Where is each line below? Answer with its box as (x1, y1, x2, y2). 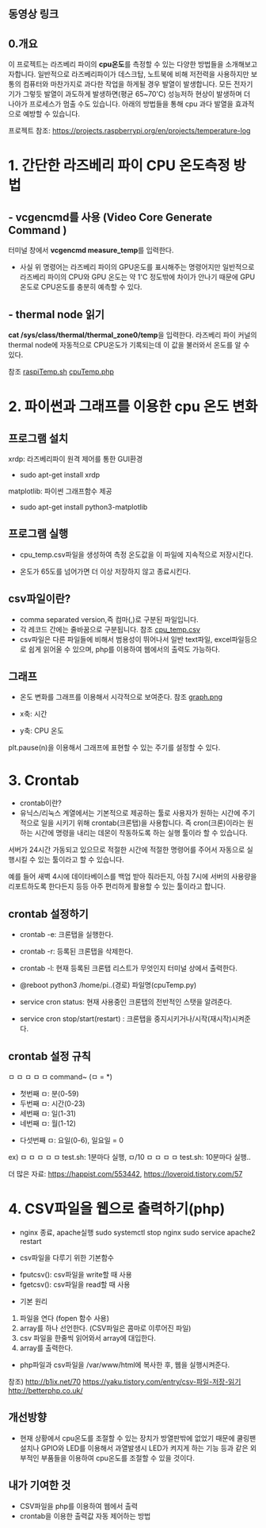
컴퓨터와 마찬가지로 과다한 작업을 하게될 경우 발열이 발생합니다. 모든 (22, 79, 232, 89)
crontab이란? (19, 798, 62, 808)
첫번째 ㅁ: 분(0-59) (19, 1089, 79, 1099)
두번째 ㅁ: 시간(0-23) (19, 1099, 85, 1108)
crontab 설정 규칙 (8, 1050, 91, 1063)
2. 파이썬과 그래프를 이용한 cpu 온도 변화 (8, 397, 258, 416)
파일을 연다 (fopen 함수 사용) (19, 1313, 109, 1323)
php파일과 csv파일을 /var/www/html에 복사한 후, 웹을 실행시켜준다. (19, 1360, 230, 1369)
